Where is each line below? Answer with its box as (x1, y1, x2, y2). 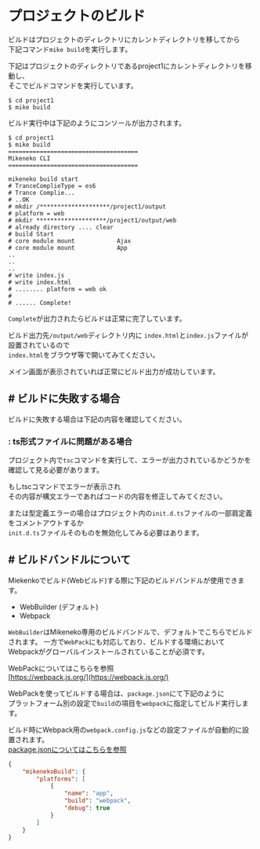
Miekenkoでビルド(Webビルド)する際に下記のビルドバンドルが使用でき (8, 575, 238, 585)
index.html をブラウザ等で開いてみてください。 (8, 350, 160, 359)
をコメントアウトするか (8, 518, 84, 527)
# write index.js (8, 271, 65, 279)
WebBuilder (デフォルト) (19, 602, 99, 612)
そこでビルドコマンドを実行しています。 (8, 80, 139, 90)
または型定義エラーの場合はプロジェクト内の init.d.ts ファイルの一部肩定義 (8, 509, 253, 518)
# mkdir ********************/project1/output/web (8, 216, 177, 224)
